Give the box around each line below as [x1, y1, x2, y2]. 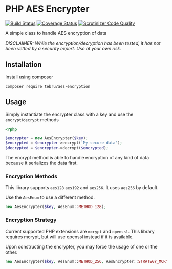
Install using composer [5, 74, 53, 80]
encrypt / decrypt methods [5, 116, 59, 123]
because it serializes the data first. [5, 160, 78, 167]
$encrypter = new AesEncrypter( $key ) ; [5, 136, 88, 141]
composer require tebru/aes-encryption [5, 84, 91, 89]
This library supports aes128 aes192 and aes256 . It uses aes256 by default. [5, 184, 159, 191]
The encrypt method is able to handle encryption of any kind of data [5, 155, 149, 161]
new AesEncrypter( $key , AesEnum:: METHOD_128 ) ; [5, 204, 106, 210]
